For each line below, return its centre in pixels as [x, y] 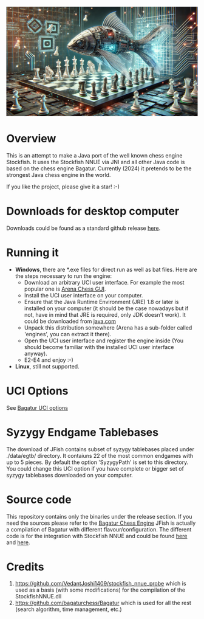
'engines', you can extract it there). [68, 334]
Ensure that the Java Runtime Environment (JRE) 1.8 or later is [101, 302]
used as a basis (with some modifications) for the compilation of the [100, 590]
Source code [39, 500]
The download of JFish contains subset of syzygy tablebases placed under [100, 449]
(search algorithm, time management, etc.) [69, 609]
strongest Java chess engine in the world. [59, 175]
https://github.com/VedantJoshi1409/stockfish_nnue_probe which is [100, 584]
